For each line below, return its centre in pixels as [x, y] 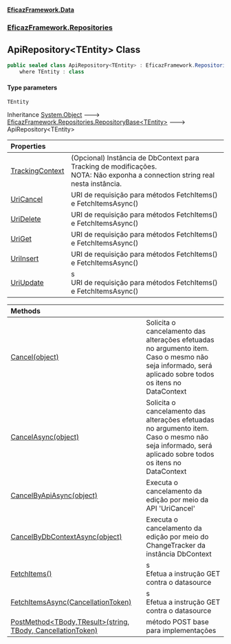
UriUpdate [27, 283]
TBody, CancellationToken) [54, 631]
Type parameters [32, 87]
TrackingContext [37, 171]
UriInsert [25, 259]
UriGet [21, 239]
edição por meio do [177, 537]
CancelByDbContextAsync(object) [66, 537]
